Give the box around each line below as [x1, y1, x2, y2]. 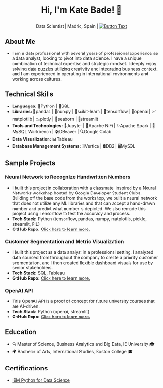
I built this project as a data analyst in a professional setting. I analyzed [12, 249, 154, 255]
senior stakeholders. [12, 265, 53, 270]
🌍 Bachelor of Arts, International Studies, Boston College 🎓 [12, 348, 133, 354]
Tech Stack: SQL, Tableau [12, 270, 65, 276]
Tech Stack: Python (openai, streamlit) [12, 309, 90, 315]
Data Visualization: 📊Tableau [12, 136, 73, 141]
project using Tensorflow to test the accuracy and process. [12, 211, 130, 216]
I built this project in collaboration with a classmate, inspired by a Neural [12, 185, 156, 191]
